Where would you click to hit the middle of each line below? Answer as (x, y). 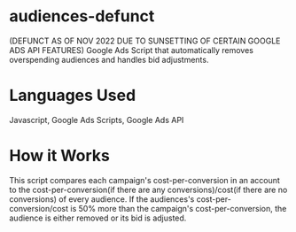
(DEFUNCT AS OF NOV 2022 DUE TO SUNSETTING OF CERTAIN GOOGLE (145, 41)
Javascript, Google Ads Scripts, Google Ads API (97, 120)
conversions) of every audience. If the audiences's (102, 199)
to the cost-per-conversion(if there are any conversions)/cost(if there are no (148, 189)
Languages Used (73, 96)
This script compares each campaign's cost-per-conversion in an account (145, 180)
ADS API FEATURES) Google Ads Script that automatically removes (132, 50)
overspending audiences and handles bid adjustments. (109, 59)
